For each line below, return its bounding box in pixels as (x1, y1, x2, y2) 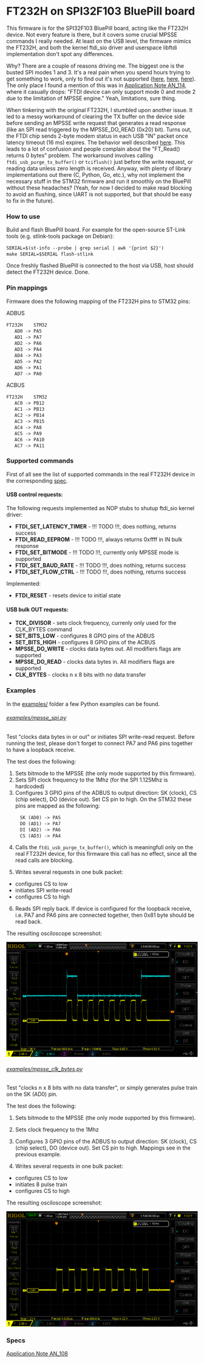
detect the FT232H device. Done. (6, 268, 90, 276)
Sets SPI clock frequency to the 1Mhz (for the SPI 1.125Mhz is (15, 776, 168, 783)
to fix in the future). (6, 197, 55, 204)
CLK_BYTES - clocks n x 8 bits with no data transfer (15, 671, 146, 678)
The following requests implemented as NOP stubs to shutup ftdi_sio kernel (6, 505, 195, 512)
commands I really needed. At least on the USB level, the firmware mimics (6, 37, 191, 44)
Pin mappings (6, 283, 48, 292)
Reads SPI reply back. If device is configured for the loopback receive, (15, 905, 192, 912)
